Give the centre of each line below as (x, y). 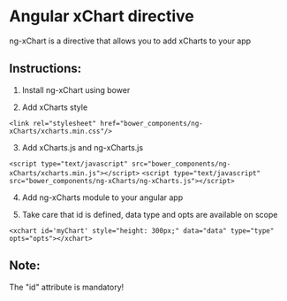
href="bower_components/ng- (151, 123)
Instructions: (45, 69)
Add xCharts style (55, 107)
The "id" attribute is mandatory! (67, 287)
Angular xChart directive (102, 16)
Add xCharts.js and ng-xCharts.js (83, 147)
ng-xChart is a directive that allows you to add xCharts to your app (130, 41)
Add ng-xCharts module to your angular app (102, 197)
